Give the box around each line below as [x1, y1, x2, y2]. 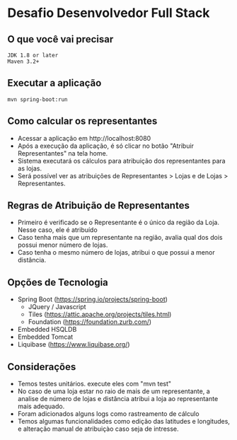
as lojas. [17, 164, 42, 173]
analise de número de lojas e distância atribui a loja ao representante [17, 395, 219, 403]
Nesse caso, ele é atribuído [17, 226, 98, 234]
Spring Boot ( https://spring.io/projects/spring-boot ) [17, 295, 168, 303]
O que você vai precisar [7, 33, 114, 45]
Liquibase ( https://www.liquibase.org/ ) [17, 340, 130, 349]
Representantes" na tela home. [17, 149, 108, 157]
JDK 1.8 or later [7, 52, 59, 59]
